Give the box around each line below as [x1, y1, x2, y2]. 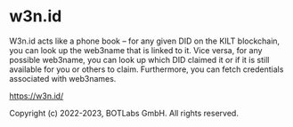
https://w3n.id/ [9, 91, 64, 101]
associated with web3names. [9, 73, 117, 83]
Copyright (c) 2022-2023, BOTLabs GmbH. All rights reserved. [9, 107, 239, 118]
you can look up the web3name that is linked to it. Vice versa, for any [9, 44, 263, 55]
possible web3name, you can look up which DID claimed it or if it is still [9, 54, 270, 65]
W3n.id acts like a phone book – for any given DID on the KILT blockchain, [9, 36, 281, 46]
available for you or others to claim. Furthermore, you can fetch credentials [9, 64, 284, 75]
